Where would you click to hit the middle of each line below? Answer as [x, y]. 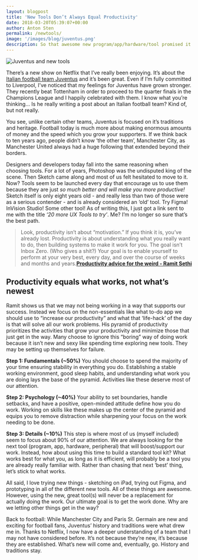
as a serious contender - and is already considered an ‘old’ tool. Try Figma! [97, 202]
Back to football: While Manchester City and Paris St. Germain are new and [97, 519]
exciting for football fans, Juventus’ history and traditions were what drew [95, 525]
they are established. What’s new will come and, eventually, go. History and [98, 544]
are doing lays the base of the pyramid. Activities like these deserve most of [98, 379]
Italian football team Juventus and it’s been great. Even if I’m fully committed [99, 79]
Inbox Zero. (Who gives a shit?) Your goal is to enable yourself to [99, 251]
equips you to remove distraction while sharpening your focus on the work [96, 416]
